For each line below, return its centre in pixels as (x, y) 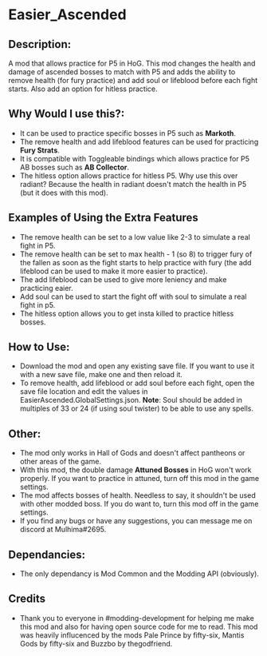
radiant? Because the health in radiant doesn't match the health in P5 (133, 184)
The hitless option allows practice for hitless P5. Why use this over (129, 175)
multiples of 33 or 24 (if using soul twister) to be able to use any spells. (136, 408)
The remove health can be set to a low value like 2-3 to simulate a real (135, 237)
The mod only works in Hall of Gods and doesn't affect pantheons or (132, 453)
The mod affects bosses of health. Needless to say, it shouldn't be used (138, 495)
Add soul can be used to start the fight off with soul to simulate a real (133, 296)
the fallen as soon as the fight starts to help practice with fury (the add (135, 262)
